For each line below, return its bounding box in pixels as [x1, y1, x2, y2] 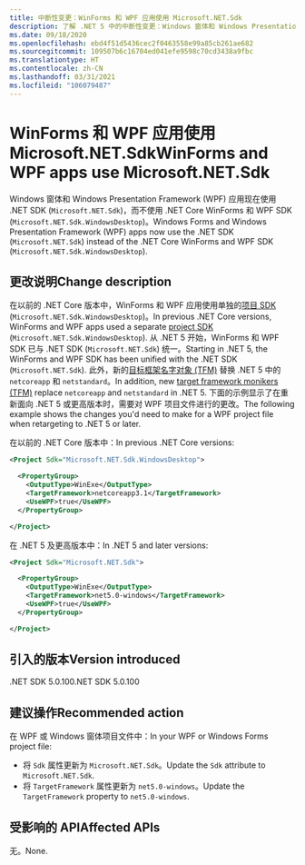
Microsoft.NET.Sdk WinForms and [9, 143, 269, 164]
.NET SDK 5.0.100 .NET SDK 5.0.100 [9, 676, 140, 687]
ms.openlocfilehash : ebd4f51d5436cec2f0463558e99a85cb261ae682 [9, 38, 254, 48]
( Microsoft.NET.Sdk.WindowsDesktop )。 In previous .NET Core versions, [9, 311, 272, 323]
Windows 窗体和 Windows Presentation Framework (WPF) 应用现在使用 [9, 193, 277, 204]
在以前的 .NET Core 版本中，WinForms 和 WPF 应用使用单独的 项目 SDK [9, 300, 277, 311]
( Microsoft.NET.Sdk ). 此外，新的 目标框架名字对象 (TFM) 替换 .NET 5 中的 [9, 364, 281, 375]
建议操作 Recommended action [9, 705, 184, 721]
